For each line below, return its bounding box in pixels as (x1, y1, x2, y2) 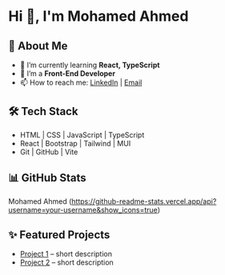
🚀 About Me (8, 39, 68, 53)
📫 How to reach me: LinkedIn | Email (19, 78, 143, 87)
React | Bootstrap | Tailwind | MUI (19, 138, 131, 148)
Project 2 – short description (19, 257, 114, 267)
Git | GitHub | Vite (19, 147, 78, 157)
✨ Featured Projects (8, 228, 110, 242)
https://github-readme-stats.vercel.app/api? (71, 196, 217, 206)
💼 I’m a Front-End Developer (19, 69, 116, 78)
